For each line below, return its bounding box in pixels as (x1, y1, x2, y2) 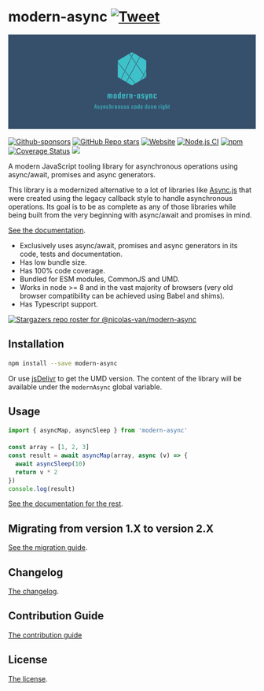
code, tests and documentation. (19, 249, 123, 258)
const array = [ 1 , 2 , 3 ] (8, 444, 90, 451)
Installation (8, 337, 64, 351)
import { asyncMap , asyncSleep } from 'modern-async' (8, 426, 189, 435)
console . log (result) (8, 485, 76, 492)
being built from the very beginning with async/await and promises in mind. (8, 210, 253, 220)
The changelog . (8, 587, 59, 596)
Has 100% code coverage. (19, 266, 106, 275)
